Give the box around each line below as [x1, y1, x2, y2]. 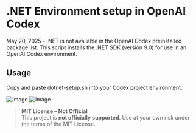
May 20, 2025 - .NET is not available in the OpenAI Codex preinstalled [6, 37, 182, 44]
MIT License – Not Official [21, 107, 88, 115]
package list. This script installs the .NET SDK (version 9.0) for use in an [6, 44, 187, 51]
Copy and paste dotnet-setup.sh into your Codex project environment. [6, 84, 183, 91]
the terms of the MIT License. [21, 120, 96, 128]
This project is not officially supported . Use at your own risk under [21, 114, 190, 121]
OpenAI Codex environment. [6, 50, 78, 57]
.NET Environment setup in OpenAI [6, 4, 186, 18]
